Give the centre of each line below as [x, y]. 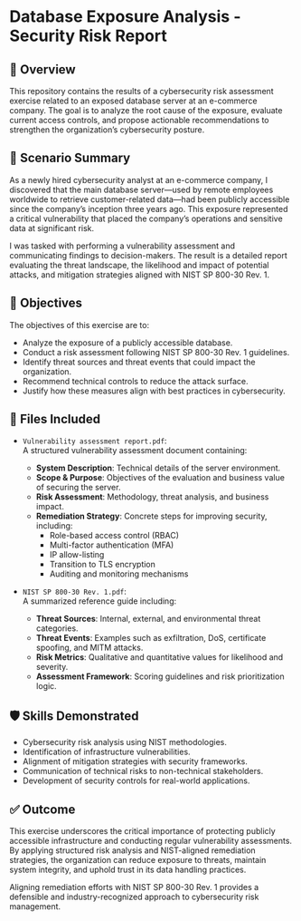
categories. [57, 628]
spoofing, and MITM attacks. [89, 648]
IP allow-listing [77, 555]
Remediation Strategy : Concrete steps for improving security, [151, 516]
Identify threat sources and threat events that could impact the [139, 362]
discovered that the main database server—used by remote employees [141, 189]
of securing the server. [78, 488]
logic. [46, 686]
